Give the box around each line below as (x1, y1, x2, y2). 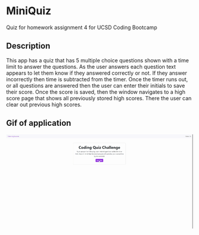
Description (6, 41, 50, 51)
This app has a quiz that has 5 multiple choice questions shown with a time (6, 56, 190, 63)
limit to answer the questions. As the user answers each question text (6, 63, 176, 70)
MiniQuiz (6, 4, 52, 18)
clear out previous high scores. (6, 101, 82, 108)
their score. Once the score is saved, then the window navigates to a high (6, 88, 185, 96)
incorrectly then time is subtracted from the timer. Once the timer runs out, (6, 75, 188, 82)
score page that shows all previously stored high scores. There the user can (6, 94, 192, 101)
